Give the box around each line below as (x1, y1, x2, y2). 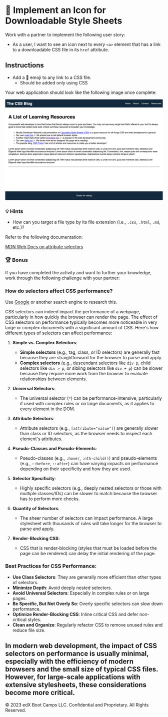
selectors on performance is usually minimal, (5, 650, 149, 658)
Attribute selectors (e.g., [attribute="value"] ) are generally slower (19, 425, 158, 431)
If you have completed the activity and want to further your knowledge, (5, 270, 151, 276)
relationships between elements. (19, 376, 87, 382)
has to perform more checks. (19, 496, 80, 502)
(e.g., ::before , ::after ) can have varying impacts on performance (19, 460, 158, 466)
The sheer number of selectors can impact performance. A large (19, 515, 153, 521)
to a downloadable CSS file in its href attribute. (12, 46, 109, 52)
